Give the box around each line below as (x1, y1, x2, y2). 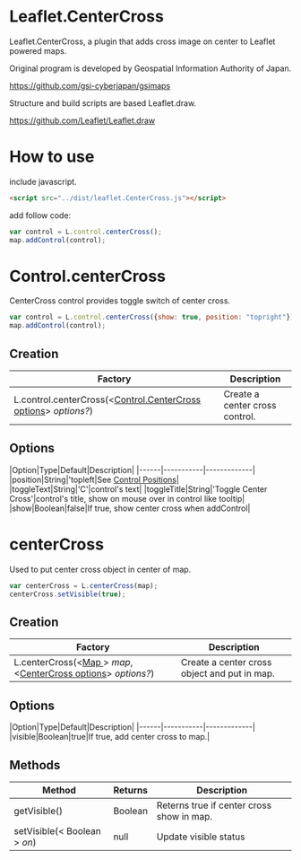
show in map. (156, 810, 213, 822)
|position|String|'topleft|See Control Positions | (9, 474, 179, 485)
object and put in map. (180, 667, 275, 680)
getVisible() (13, 804, 63, 817)
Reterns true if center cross (156, 799, 271, 812)
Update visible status (156, 830, 245, 843)
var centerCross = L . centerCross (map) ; (9, 581, 159, 590)
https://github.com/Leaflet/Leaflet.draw (9, 115, 155, 126)
